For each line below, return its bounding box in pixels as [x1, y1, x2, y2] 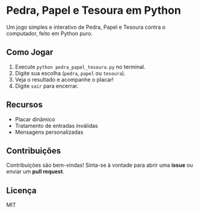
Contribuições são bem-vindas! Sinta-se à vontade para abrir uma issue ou [6, 161, 194, 169]
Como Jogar [6, 47, 54, 58]
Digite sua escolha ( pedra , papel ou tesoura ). [14, 70, 126, 77]
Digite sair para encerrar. [14, 82, 79, 89]
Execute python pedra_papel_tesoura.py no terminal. [14, 63, 145, 70]
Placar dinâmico [14, 115, 55, 123]
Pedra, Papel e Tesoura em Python [6, 4, 182, 17]
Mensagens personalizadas [14, 128, 84, 136]
